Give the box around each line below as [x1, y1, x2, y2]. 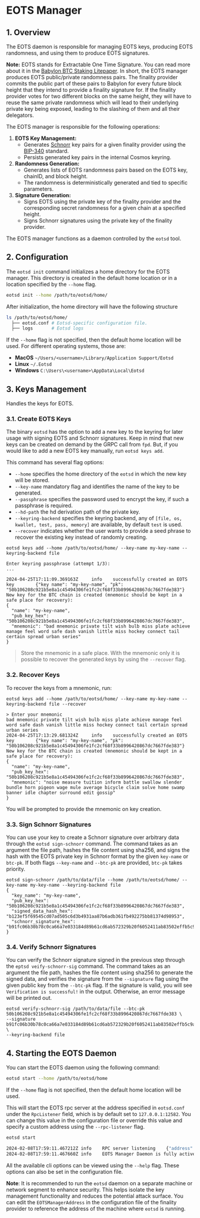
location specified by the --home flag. [6, 281, 97, 288]
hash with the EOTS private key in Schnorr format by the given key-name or [6, 853, 189, 860]
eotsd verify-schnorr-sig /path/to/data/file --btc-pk [6, 1006, 145, 1012]
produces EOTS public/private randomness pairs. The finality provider [6, 74, 178, 80]
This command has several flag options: [6, 459, 104, 466]
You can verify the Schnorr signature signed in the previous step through [6, 956, 185, 964]
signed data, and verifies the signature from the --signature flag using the [6, 975, 189, 983]
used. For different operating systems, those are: [6, 343, 126, 350]
